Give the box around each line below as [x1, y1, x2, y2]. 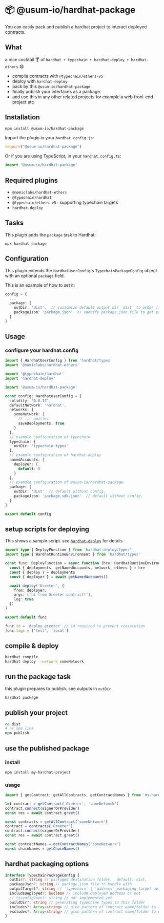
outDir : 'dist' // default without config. [14, 489, 106, 494]
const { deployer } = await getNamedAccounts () [9, 574, 108, 580]
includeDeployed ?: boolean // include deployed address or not [9, 891, 141, 896]
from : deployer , [14, 588, 47, 593]
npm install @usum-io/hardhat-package [5, 126, 84, 131]
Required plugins [5, 176, 58, 184]
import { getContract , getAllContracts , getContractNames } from [5, 793, 141, 797]
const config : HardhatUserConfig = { [5, 393, 82, 399]
